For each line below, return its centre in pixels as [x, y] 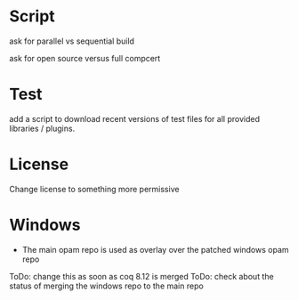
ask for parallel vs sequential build [72, 41]
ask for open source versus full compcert [85, 58]
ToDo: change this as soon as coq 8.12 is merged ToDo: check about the [141, 276]
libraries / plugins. [42, 128]
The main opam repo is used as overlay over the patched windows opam [155, 249]
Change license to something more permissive [94, 189]
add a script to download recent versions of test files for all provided [135, 118]
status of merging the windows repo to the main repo [107, 286]
